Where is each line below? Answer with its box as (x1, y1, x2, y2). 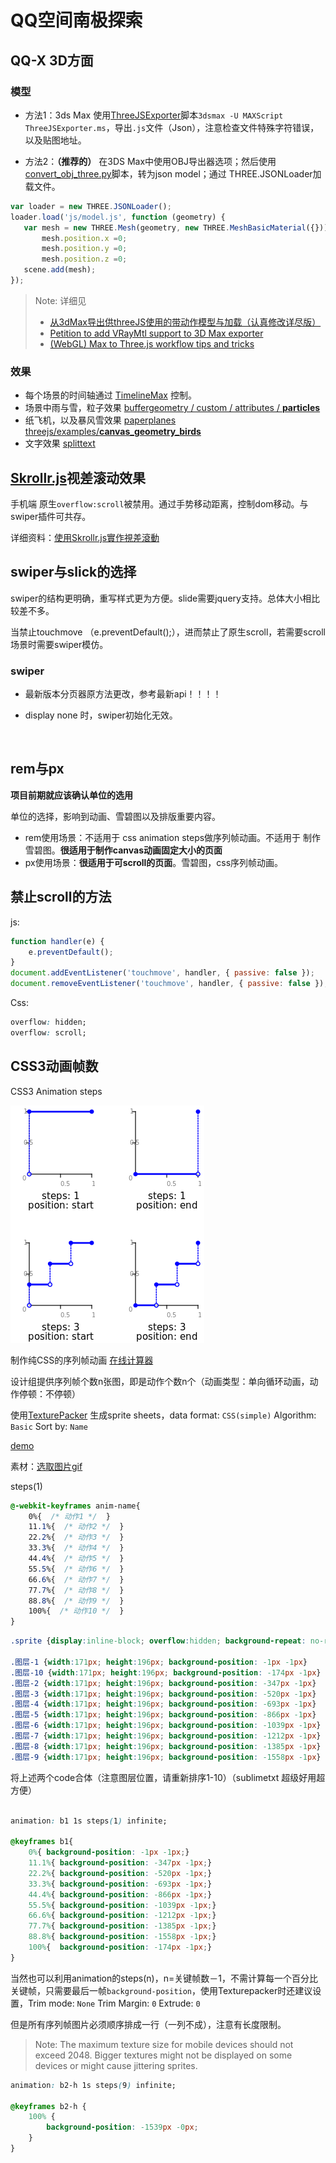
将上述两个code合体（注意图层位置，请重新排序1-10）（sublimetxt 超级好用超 (10, 1771, 326, 1783)
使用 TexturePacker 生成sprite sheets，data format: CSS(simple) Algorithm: (10, 1409, 317, 1421)
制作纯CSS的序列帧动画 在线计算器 (10, 1354, 154, 1366)
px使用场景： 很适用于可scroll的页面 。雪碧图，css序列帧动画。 (24, 856, 284, 868)
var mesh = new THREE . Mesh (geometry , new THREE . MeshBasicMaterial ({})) (23, 222, 329, 233)
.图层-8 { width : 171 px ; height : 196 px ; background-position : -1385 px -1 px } (10, 1741, 322, 1751)
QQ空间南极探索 (10, 9, 143, 32)
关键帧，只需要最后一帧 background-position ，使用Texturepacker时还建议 (10, 1984, 313, 1996)
